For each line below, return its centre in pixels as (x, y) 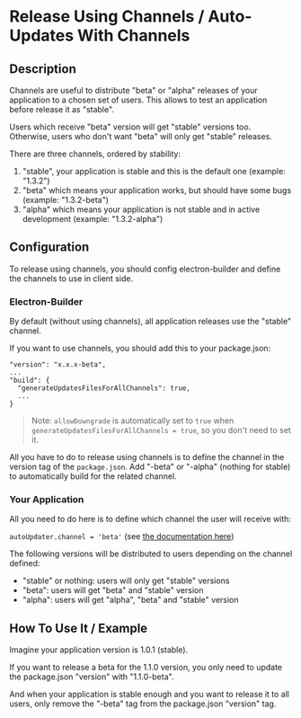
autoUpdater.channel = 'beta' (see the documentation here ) (122, 536)
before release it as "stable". (62, 109)
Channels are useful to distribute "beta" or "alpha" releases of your (133, 90)
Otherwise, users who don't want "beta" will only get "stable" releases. (141, 136)
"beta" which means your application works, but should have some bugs (157, 190)
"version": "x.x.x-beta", (58, 365)
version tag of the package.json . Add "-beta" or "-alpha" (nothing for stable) (150, 467)
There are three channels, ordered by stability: (95, 154)
